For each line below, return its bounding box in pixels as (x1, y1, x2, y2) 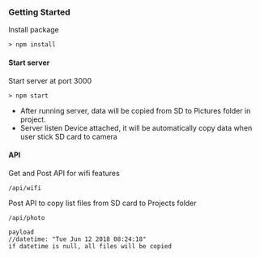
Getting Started (8, 6, 70, 18)
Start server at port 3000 (8, 75, 92, 85)
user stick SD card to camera (19, 131, 117, 141)
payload (8, 228, 35, 236)
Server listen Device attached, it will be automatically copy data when (19, 123, 253, 132)
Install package (8, 25, 59, 35)
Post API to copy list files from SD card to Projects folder (8, 198, 197, 208)
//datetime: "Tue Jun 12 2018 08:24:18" (8, 234, 147, 243)
